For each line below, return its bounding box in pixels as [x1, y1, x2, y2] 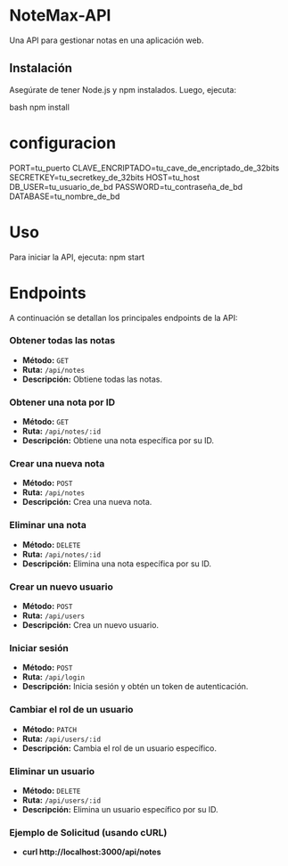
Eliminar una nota [9, 519, 86, 532]
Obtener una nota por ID [9, 396, 116, 408]
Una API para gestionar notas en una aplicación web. [9, 35, 204, 45]
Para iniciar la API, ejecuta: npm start [9, 252, 145, 262]
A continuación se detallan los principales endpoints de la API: [9, 312, 238, 323]
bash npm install [9, 102, 70, 112]
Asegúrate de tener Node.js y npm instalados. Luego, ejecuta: [9, 84, 236, 95]
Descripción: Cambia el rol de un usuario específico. [21, 742, 217, 754]
